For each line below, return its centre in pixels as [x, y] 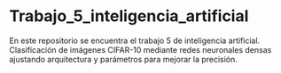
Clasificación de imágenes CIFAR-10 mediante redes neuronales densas [140, 49]
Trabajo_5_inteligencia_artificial [129, 16]
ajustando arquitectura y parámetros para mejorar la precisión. [123, 59]
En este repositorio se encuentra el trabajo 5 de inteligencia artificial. [135, 40]
